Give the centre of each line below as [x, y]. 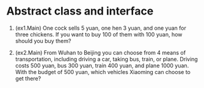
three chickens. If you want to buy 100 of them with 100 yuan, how [99, 34]
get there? [28, 78]
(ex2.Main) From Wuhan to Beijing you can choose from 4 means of [100, 52]
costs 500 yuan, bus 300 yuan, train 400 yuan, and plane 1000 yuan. [102, 66]
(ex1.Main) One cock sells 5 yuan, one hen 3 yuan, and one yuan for [100, 28]
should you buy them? [43, 41]
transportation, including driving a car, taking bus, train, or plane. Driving [107, 59]
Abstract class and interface [80, 11]
